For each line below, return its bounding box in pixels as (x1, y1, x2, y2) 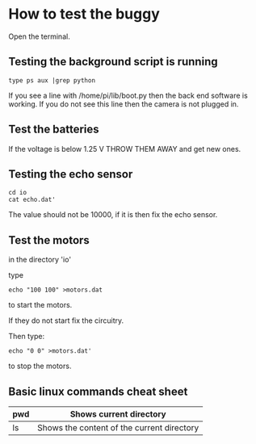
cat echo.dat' (8, 195, 57, 204)
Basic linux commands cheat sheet (8, 384, 188, 398)
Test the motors (8, 233, 90, 247)
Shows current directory (69, 408, 167, 420)
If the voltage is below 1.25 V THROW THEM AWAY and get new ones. (8, 144, 241, 153)
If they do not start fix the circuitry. (8, 316, 124, 325)
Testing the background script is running (8, 55, 218, 69)
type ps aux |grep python (8, 76, 95, 85)
